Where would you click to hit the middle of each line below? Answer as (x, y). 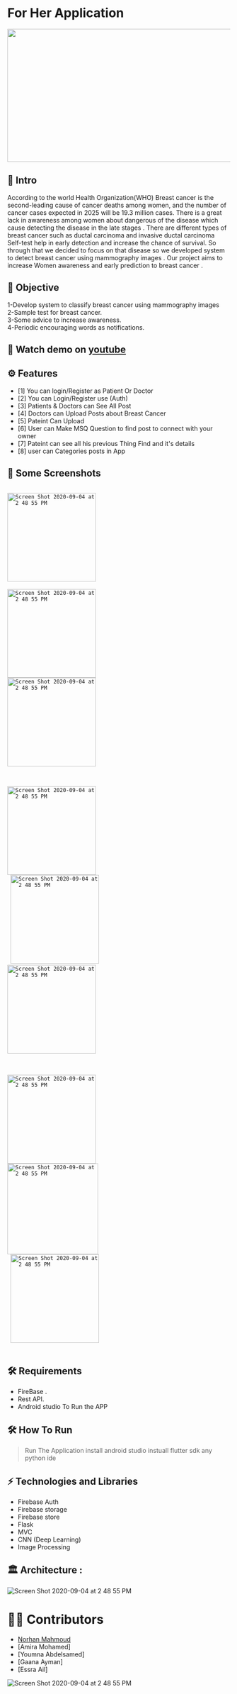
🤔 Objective (33, 288)
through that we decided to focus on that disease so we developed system (116, 250)
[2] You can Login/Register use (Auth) (73, 398)
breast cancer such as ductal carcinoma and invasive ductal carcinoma (111, 235)
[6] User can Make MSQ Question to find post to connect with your (115, 428)
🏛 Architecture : (45, 1570)
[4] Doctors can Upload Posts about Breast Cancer (92, 413)
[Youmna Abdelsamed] (51, 1654)
